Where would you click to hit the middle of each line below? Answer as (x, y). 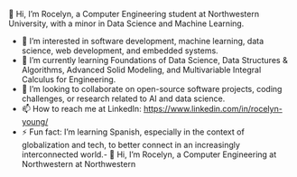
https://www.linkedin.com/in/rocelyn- (213, 109)
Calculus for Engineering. (69, 79)
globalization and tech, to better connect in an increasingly (131, 145)
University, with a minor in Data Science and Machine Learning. (126, 23)
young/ (35, 121)
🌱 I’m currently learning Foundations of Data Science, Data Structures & (154, 60)
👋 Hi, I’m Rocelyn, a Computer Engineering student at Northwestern (134, 14)
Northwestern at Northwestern (79, 164)
